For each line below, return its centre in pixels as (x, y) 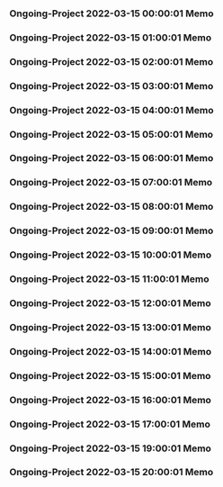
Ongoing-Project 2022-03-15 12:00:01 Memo (110, 302)
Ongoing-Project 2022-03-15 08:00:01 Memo (111, 207)
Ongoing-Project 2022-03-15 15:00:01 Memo (110, 375)
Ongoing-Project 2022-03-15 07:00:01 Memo (111, 183)
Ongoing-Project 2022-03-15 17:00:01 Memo (110, 424)
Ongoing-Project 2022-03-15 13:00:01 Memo (110, 327)
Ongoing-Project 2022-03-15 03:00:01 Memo (111, 86)
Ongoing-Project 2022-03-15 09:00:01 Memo (111, 230)
